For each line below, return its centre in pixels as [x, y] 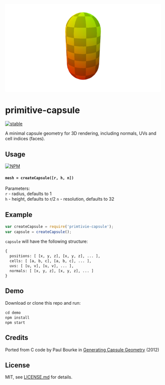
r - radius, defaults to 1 [28, 194]
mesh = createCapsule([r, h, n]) [40, 178]
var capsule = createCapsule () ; [38, 232]
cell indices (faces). [25, 139]
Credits [17, 338]
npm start [15, 323]
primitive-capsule [42, 110]
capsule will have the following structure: [46, 241]
